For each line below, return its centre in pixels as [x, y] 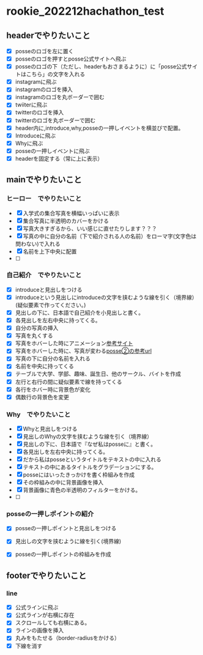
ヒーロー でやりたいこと [44, 199]
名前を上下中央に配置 [50, 251]
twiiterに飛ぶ [31, 105]
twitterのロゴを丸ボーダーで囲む [55, 120]
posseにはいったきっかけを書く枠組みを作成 [79, 475]
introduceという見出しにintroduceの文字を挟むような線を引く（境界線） [106, 297]
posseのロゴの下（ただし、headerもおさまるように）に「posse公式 [101, 67]
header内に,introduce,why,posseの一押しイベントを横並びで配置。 [99, 128]
